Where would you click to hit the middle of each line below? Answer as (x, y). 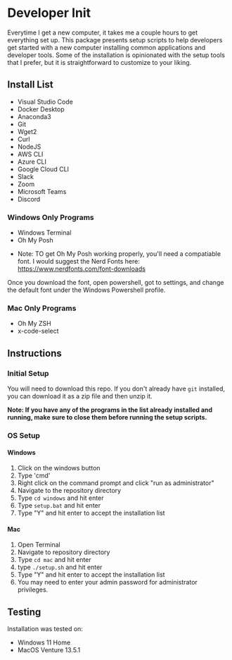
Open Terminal (39, 545)
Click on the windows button (59, 468)
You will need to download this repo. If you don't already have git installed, (116, 389)
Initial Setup (28, 373)
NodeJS (29, 147)
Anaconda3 (34, 116)
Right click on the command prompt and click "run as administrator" (116, 483)
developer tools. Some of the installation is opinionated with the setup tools (116, 55)
